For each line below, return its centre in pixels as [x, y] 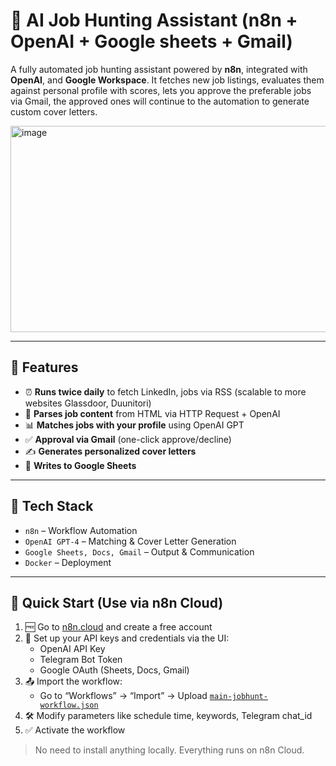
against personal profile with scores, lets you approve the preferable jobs [161, 90]
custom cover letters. [54, 111]
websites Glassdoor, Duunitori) [88, 403]
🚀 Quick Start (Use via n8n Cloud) [117, 602]
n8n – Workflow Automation [81, 530]
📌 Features [44, 367]
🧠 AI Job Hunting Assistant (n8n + [154, 20]
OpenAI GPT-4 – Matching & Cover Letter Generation [130, 541]
